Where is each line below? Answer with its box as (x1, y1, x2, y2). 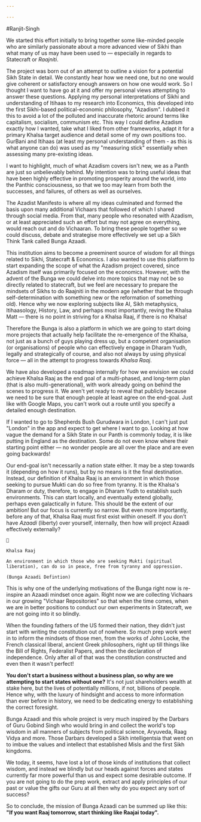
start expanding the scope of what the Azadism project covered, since (6, 262, 179, 269)
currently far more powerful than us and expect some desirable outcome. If (6, 772, 191, 779)
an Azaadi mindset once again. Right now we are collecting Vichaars (24, 591, 193, 598)
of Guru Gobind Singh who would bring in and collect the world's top (6, 722, 175, 729)
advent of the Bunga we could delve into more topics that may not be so (6, 275, 184, 282)
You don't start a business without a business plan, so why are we (6, 671, 173, 679)
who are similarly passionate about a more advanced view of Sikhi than (6, 43, 182, 50)
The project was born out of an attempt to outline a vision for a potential (6, 67, 184, 75)
